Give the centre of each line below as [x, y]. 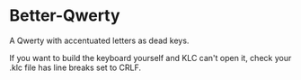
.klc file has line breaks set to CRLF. [75, 67]
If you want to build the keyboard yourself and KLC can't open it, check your [150, 58]
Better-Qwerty [65, 16]
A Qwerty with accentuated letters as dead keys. [99, 40]
